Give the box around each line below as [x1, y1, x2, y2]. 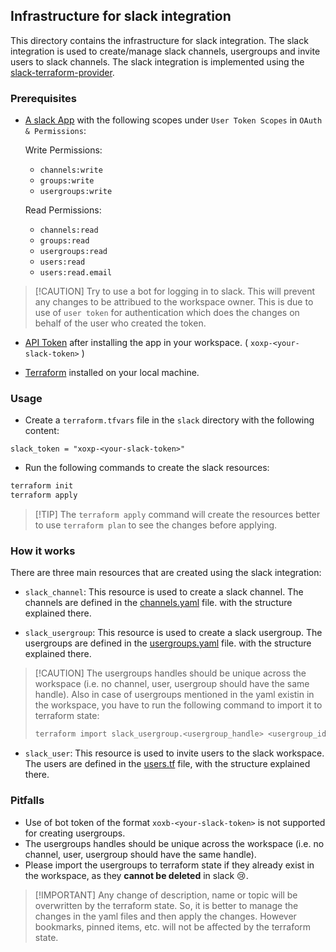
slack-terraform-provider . [10, 66, 115, 78]
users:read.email [39, 268, 113, 278]
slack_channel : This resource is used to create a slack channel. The [24, 586, 304, 598]
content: [24, 425, 60, 437]
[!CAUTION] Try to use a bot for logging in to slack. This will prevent [34, 285, 316, 298]
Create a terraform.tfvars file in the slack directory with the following [24, 414, 315, 426]
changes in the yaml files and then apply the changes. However [34, 910, 297, 922]
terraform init [10, 481, 74, 491]
